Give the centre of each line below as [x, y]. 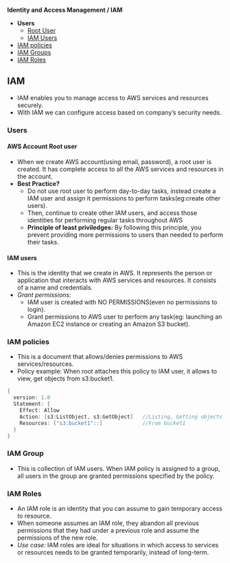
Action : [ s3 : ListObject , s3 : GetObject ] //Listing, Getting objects [121, 417]
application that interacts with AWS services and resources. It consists [117, 280]
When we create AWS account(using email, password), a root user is [114, 161]
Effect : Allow [39, 411]
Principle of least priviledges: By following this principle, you [114, 227]
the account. [35, 176]
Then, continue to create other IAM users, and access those [112, 213]
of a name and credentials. [55, 288]
